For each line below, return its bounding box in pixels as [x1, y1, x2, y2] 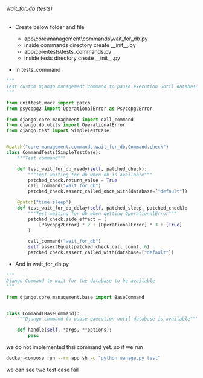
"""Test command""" [17, 155, 66, 161]
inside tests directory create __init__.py [24, 54, 121, 62]
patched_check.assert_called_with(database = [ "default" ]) [28, 249, 174, 256]
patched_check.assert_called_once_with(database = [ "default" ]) [28, 188, 188, 194]
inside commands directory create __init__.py [24, 42, 136, 49]
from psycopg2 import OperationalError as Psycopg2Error [6, 106, 153, 112]
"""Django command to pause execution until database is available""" [17, 316, 199, 322]
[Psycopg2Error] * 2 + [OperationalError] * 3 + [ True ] [38, 222, 182, 228]
